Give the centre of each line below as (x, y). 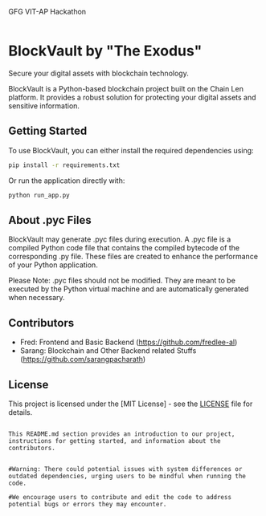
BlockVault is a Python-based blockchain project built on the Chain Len (126, 88)
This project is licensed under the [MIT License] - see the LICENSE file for (131, 404)
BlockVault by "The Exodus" (105, 51)
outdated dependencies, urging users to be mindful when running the (127, 476)
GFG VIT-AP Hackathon (47, 12)
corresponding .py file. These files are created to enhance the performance (133, 257)
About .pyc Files (50, 220)
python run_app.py (39, 195)
